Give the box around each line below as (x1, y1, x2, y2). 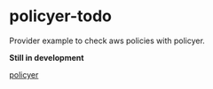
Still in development (9, 52, 84, 63)
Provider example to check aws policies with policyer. (9, 35, 206, 46)
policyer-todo (9, 6, 113, 26)
